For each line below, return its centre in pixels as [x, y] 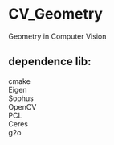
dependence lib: [50, 62]
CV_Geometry [55, 14]
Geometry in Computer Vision [57, 36]
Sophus [21, 98]
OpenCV [22, 106]
